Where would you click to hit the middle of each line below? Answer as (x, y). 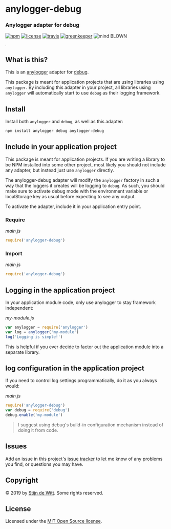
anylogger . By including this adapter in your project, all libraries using (78, 87)
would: (12, 386)
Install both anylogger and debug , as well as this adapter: (65, 122)
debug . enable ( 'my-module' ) (34, 415)
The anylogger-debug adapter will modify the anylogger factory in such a (82, 180)
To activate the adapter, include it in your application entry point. (73, 206)
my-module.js (20, 318)
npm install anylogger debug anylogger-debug (55, 131)
